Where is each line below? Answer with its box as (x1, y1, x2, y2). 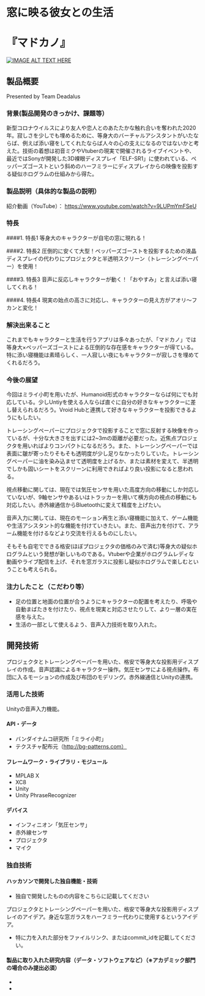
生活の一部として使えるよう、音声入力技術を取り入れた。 (15, 620, 160, 628)
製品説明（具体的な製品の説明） (6, 187, 101, 196)
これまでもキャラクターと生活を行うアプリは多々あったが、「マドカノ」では (6, 336, 197, 344)
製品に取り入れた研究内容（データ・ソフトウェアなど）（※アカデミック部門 (6, 957, 196, 964)
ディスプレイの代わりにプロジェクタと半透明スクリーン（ (6, 255, 151, 262)
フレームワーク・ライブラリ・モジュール (6, 758, 108, 765)
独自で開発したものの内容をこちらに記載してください (15, 892, 149, 900)
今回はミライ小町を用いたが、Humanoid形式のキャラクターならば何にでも (6, 391, 193, 398)
